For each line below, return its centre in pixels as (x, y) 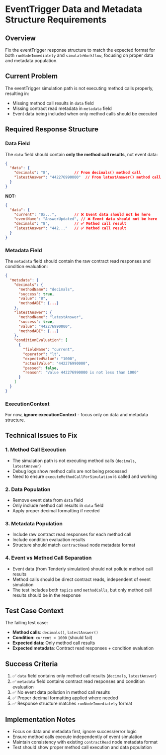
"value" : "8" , (33, 299)
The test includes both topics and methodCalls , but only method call (82, 590)
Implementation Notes (41, 719)
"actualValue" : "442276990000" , (57, 363)
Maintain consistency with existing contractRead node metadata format (85, 742)
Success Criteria (32, 664)
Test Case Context (34, 611)
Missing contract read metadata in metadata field (62, 108)
